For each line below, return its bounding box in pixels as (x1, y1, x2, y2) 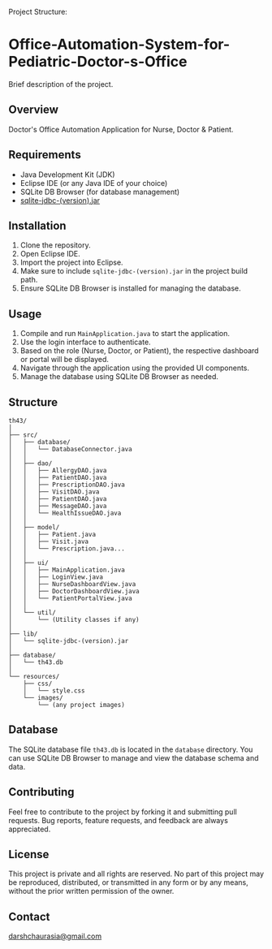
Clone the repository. (19, 240, 91, 250)
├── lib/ (8, 630, 38, 638)
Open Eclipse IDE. (19, 249, 81, 259)
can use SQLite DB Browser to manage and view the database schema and (8, 753, 259, 762)
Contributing (8, 785, 75, 799)
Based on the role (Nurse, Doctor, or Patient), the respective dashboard (19, 346, 259, 356)
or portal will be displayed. (19, 355, 110, 365)
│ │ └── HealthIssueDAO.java (8, 509, 122, 517)
